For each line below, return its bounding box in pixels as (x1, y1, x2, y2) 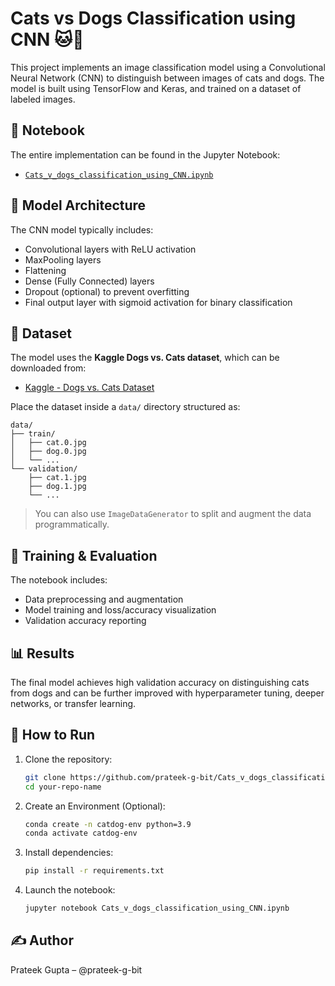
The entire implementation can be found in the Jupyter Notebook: (10, 148, 281, 161)
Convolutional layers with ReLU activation (24, 243, 197, 255)
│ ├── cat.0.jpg (10, 438, 87, 448)
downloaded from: (10, 362, 87, 374)
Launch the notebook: (24, 884, 116, 896)
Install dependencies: (24, 847, 114, 859)
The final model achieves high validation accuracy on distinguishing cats (10, 677, 310, 688)
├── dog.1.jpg (28, 482, 87, 492)
